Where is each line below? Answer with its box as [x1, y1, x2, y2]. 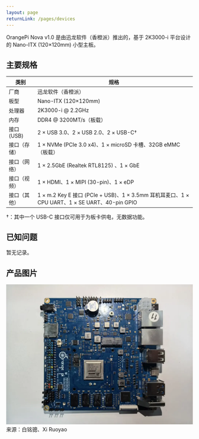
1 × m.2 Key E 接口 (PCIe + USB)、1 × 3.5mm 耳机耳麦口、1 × [37, 191, 190, 198]
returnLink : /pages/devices [6, 15, 76, 22]
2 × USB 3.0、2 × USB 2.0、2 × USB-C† [37, 129, 137, 136]
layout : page [6, 9, 38, 15]
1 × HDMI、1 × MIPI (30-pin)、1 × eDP [37, 178, 134, 185]
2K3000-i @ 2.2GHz [37, 107, 89, 114]
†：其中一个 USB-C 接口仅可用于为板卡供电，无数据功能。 [6, 213, 148, 220]
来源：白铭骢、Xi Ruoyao [6, 426, 68, 433]
